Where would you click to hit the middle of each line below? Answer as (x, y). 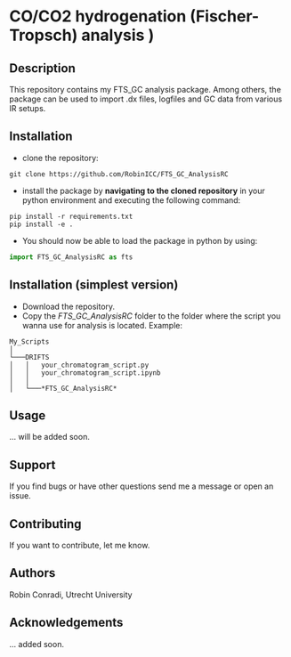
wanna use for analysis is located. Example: (102, 325)
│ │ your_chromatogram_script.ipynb (85, 373)
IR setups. (28, 108)
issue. (20, 496)
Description (42, 68)
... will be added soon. (50, 437)
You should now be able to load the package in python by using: (140, 240)
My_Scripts (29, 341)
